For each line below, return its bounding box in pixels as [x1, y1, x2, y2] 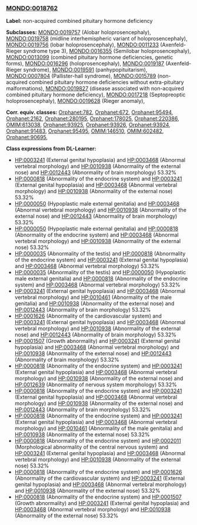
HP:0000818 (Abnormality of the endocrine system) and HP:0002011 [14, 437, 181, 445]
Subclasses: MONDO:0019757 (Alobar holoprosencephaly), [6, 29, 151, 36]
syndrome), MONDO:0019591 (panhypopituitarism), [23, 66, 148, 73]
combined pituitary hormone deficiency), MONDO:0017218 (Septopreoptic [6, 91, 186, 98]
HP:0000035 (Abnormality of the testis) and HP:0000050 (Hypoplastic [14, 269, 186, 276]
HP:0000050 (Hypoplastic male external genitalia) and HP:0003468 [14, 200, 180, 207]
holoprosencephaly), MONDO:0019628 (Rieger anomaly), [6, 97, 145, 105]
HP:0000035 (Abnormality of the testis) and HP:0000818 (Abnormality [14, 250, 186, 257]
